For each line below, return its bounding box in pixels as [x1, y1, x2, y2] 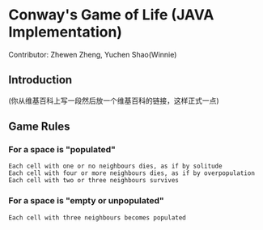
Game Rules [8, 120, 70, 134]
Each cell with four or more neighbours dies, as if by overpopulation [8, 169, 255, 177]
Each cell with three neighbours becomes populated [8, 213, 186, 222]
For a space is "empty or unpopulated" [8, 195, 164, 207]
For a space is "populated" [8, 144, 116, 155]
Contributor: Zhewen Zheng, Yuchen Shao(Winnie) [8, 49, 177, 59]
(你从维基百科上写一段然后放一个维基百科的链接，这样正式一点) [8, 96, 220, 105]
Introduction [8, 73, 73, 87]
